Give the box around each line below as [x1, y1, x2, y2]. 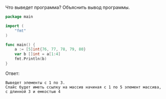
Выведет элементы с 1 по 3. [5, 80, 66, 85]
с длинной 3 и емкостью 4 [5, 89, 60, 94]
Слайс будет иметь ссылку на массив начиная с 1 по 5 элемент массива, [5, 84, 161, 90]
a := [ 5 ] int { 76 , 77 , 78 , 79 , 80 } [14, 47, 86, 52]
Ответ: [5, 70, 20, 76]
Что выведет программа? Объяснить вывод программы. [5, 5, 130, 10]
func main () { [5, 42, 36, 47]
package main [5, 14, 33, 19]
